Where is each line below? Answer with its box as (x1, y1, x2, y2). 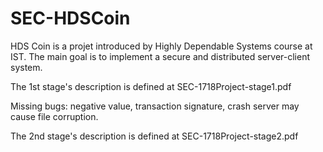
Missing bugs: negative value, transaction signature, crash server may (10, 100, 300, 112)
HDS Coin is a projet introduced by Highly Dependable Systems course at (10, 40, 313, 52)
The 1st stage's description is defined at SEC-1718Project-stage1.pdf (10, 80, 292, 92)
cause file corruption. (10, 110, 99, 122)
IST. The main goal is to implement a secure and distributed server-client (10, 50, 310, 62)
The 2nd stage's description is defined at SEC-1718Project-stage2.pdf (10, 130, 299, 142)
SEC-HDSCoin (10, 7, 131, 30)
